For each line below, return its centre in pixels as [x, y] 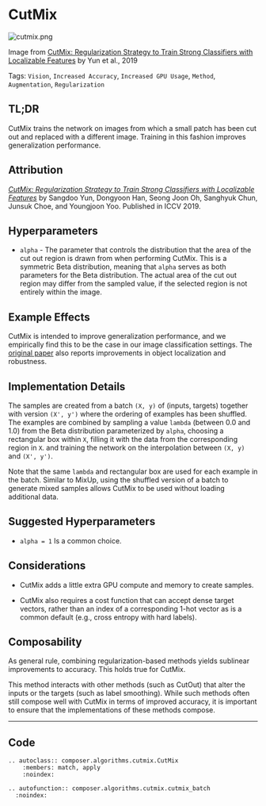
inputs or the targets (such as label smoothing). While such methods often [129, 693]
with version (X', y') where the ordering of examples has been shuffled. [128, 414]
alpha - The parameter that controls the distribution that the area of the [135, 250]
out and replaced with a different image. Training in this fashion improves [127, 136]
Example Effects [49, 317]
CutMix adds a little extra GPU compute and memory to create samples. [137, 585]
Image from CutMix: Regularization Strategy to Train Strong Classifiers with [131, 52]
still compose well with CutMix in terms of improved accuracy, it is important [133, 702]
